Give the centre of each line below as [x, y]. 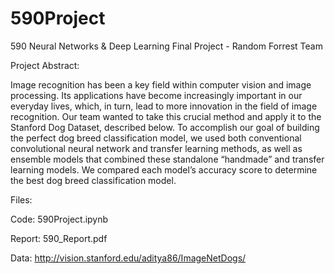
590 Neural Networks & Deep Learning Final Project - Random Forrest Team [166, 46]
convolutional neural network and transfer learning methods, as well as [156, 148]
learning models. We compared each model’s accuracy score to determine [164, 169]
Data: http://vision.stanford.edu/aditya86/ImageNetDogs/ [128, 258]
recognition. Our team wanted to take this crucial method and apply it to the [166, 116]
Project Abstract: [45, 65]
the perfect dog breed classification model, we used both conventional [156, 138]
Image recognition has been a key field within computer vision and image [161, 84]
